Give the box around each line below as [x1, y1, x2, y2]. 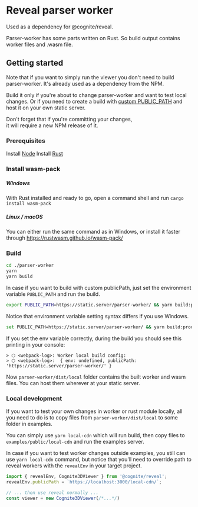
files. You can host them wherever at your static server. [6, 379, 140, 386]
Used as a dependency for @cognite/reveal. [6, 23, 114, 30]
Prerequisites [6, 137, 45, 145]
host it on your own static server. [6, 104, 86, 111]
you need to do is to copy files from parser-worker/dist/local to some [6, 414, 178, 421]
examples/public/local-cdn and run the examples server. [6, 438, 144, 445]
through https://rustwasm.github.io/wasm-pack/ [6, 234, 123, 241]
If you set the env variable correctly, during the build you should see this [6, 335, 182, 342]
